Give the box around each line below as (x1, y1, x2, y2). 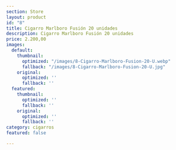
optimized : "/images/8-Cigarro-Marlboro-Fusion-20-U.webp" (21, 58, 171, 64)
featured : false (6, 130, 46, 136)
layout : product (6, 14, 46, 20)
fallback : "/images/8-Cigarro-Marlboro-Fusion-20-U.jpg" (21, 63, 166, 70)
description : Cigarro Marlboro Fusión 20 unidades (6, 31, 134, 37)
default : (11, 47, 33, 53)
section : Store (6, 8, 44, 15)
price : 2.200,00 (6, 36, 46, 42)
